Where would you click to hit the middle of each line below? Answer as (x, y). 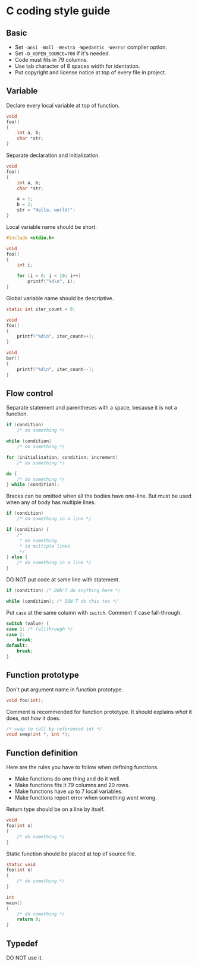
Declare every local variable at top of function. (63, 105)
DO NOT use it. (25, 958)
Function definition (42, 753)
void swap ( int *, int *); (38, 734)
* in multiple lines (45, 546)
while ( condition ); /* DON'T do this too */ (62, 601)
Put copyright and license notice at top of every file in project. (90, 72)
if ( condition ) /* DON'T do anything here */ (63, 590)
